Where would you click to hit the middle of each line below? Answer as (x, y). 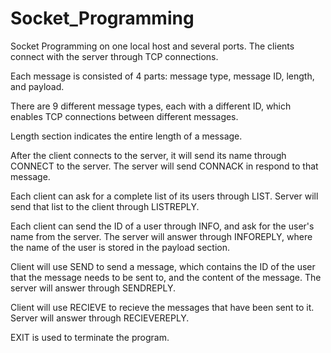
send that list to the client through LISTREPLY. (105, 206)
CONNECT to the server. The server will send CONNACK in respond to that (164, 166)
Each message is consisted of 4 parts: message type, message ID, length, (162, 76)
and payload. (37, 86)
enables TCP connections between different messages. (124, 116)
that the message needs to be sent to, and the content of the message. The (166, 277)
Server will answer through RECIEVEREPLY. (100, 318)
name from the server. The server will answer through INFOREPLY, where (161, 236)
